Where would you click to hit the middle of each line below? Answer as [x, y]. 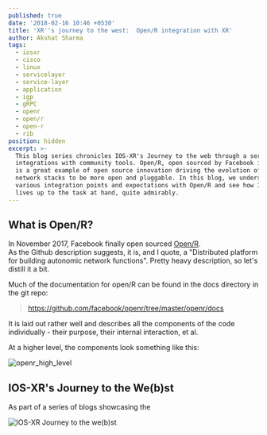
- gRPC [26, 104]
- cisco [28, 60]
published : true [35, 15]
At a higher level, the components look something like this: [104, 348]
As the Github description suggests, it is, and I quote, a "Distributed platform [133, 252]
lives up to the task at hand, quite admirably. [97, 192]
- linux [28, 67]
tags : [17, 45]
